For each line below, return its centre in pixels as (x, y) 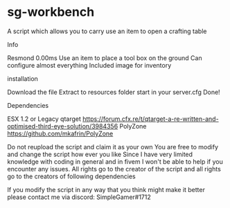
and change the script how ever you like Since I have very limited (100, 154)
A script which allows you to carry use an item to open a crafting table (107, 31)
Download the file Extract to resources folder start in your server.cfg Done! (114, 92)
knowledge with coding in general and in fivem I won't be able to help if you (115, 161)
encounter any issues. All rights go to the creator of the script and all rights (114, 169)
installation (23, 78)
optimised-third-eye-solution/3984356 (63, 126)
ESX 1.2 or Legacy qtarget (44, 119)
